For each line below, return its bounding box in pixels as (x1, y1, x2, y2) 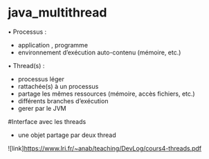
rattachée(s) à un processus (17, 82, 99, 90)
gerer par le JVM (17, 104, 66, 112)
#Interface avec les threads (8, 117, 87, 125)
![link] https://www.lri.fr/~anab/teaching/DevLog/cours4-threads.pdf (8, 144, 202, 152)
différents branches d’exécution (17, 96, 109, 105)
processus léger (17, 74, 64, 83)
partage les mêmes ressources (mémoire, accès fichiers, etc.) (17, 89, 196, 98)
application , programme (17, 41, 89, 49)
